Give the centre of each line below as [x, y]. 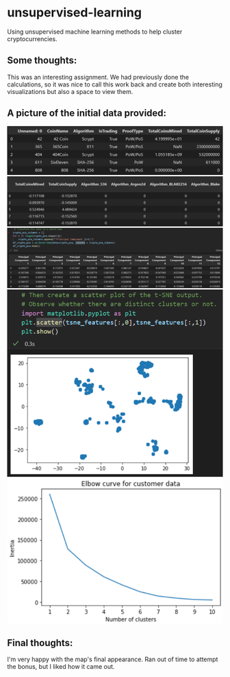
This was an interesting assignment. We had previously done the [98, 77]
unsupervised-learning [75, 13]
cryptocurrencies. [32, 38]
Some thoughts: [42, 61]
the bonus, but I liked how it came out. [61, 667]
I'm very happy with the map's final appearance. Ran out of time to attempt [113, 659]
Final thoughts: [40, 643]
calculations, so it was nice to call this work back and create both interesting [115, 84]
